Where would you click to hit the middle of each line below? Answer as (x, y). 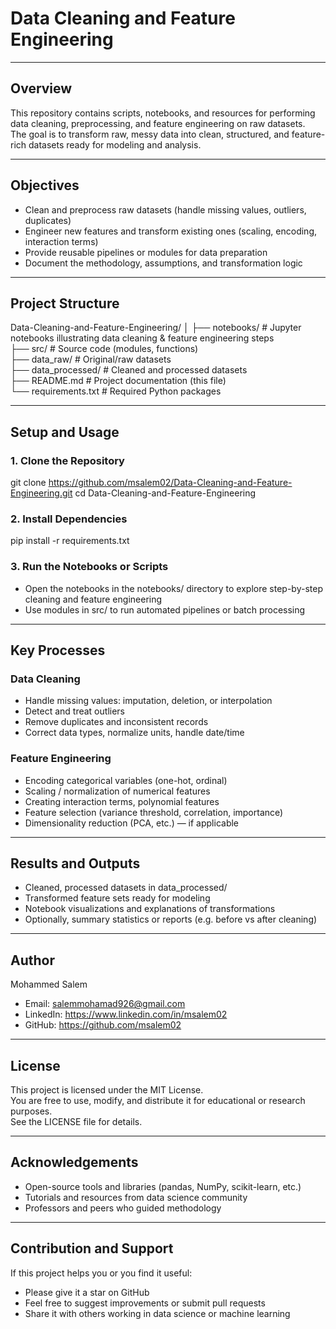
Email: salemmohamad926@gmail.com (105, 1004)
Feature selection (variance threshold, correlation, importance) (154, 812)
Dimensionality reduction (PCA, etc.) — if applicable (132, 823)
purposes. (31, 1111)
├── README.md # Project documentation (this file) (118, 381)
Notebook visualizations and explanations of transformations (150, 909)
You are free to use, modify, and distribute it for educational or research (158, 1101)
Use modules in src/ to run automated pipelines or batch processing (165, 609)
